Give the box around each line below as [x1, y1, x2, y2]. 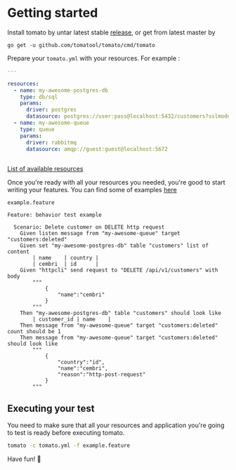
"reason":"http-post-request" [57, 371, 146, 378]
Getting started [7, 5, 98, 21]
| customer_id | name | [32, 316, 112, 323]
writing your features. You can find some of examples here [7, 186, 177, 194]
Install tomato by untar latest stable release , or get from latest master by [7, 28, 216, 36]
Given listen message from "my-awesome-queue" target [20, 230, 181, 237]
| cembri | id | [32, 261, 99, 268]
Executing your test [7, 402, 95, 415]
